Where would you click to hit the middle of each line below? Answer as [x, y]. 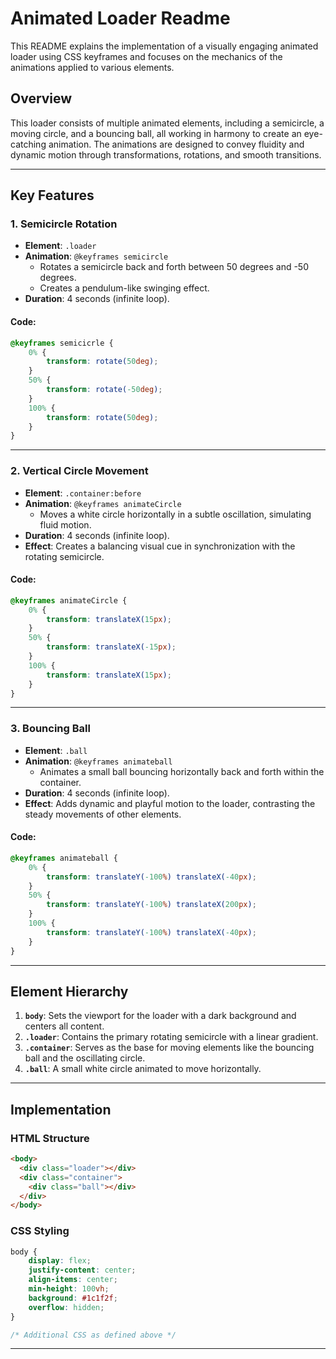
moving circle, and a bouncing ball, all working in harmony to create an [156, 133]
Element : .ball [56, 750]
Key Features [52, 195]
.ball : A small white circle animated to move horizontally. [143, 1069]
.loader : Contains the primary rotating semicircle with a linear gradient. [171, 1037]
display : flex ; [60, 1261]
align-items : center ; [73, 1280]
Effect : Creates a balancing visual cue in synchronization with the [160, 546]
